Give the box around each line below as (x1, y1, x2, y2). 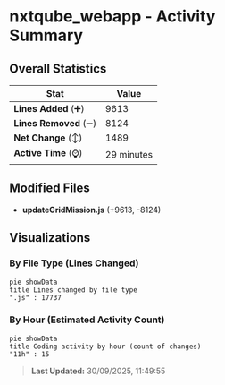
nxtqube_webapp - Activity (9, 6, 216, 27)
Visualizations (9, 230, 91, 245)
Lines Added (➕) (13, 103, 85, 115)
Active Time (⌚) (13, 147, 83, 158)
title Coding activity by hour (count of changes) (9, 342, 202, 351)
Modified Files (9, 181, 91, 196)
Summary (9, 25, 83, 46)
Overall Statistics (9, 61, 107, 76)
